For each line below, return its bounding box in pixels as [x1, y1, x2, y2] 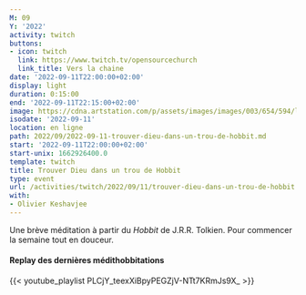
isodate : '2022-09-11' [9, 115, 96, 124]
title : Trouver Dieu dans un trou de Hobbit [9, 166, 181, 175]
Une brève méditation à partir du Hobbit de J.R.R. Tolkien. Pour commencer [9, 224, 293, 235]
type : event [9, 174, 55, 183]
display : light [9, 81, 67, 90]
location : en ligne [9, 124, 84, 133]
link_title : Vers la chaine [17, 65, 125, 74]
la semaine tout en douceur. [9, 234, 114, 245]
